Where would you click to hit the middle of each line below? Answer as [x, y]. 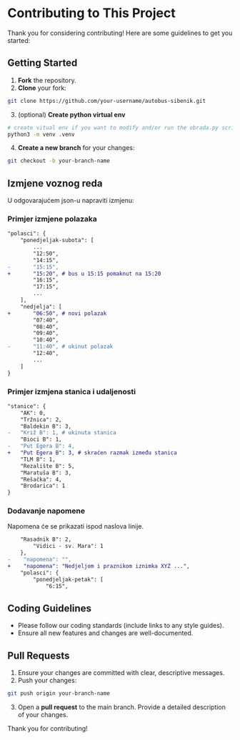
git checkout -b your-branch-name [59, 161]
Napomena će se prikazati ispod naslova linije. [76, 526]
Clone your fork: [42, 88]
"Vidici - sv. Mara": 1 [68, 546]
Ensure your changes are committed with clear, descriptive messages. [121, 673]
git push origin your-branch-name [59, 694]
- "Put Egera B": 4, [41, 446]
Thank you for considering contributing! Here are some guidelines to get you [120, 33]
